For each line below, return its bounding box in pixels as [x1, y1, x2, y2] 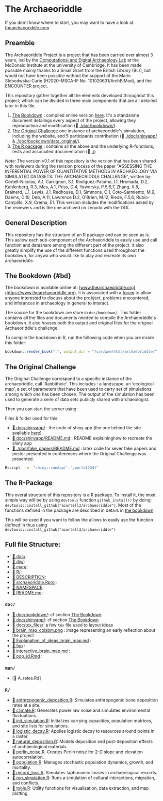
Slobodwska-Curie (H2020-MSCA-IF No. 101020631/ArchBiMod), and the [5, 78, 152, 83]
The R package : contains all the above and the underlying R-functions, [12, 143, 155, 149]
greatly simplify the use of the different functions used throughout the [5, 247, 145, 253]
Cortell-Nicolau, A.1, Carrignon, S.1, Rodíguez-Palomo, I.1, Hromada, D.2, [5, 179, 149, 184]
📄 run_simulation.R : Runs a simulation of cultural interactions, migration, [12, 775, 156, 781]
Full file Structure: [5, 541, 61, 549]
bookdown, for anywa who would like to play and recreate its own [5, 252, 136, 258]
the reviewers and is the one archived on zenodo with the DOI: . [5, 204, 132, 210]
